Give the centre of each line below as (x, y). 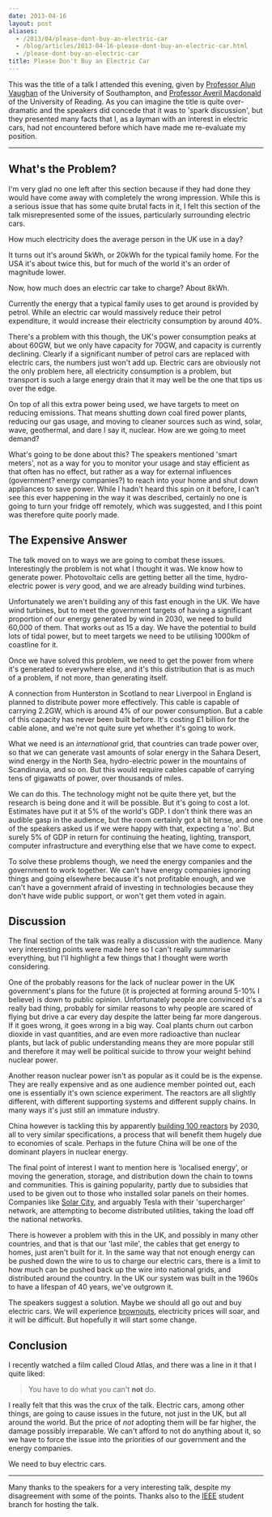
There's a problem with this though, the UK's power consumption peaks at (132, 336)
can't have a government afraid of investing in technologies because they (131, 887)
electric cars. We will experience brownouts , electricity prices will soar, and (134, 1312)
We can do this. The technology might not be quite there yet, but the (122, 793)
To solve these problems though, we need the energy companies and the (130, 861)
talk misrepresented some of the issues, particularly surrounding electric (130, 214)
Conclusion (38, 1345)
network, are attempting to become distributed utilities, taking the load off (131, 1211)
